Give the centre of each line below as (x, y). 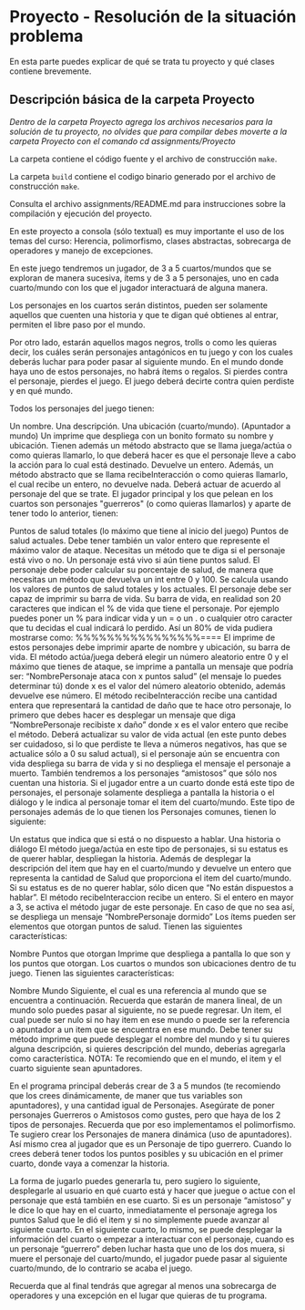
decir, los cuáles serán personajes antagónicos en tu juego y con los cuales (151, 352)
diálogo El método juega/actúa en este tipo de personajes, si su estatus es (149, 849)
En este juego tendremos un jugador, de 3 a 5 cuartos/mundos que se (140, 268)
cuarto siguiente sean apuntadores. (76, 1068)
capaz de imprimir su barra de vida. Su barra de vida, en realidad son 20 (146, 598)
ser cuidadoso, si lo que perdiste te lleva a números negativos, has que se (148, 744)
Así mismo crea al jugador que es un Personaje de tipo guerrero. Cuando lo (151, 1144)
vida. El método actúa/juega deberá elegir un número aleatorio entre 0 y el (149, 656)
